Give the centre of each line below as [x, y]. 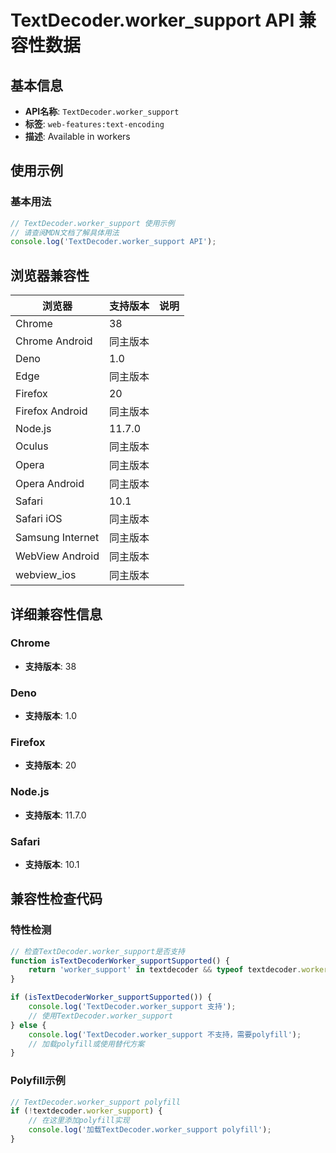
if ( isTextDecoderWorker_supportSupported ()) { [111, 997]
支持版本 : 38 [50, 666]
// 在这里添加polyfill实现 [79, 1121]
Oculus [32, 446]
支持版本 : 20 [50, 765]
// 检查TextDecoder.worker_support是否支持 [97, 951]
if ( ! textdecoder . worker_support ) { [86, 1111]
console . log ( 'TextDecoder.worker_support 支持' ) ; [132, 1007]
